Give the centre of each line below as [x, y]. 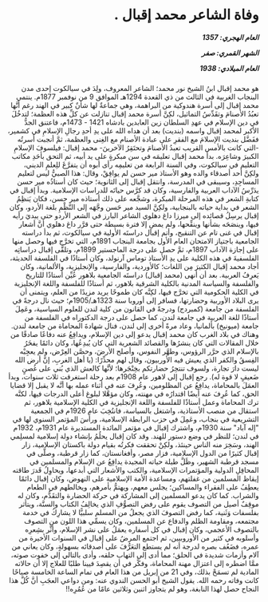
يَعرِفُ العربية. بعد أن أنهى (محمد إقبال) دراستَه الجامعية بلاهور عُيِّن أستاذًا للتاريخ [142, 275]
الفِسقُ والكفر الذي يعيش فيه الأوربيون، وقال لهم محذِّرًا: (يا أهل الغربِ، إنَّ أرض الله [137, 360]
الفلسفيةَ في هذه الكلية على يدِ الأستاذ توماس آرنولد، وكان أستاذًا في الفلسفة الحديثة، [134, 258]
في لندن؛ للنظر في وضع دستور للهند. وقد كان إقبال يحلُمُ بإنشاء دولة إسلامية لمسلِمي [134, 436]
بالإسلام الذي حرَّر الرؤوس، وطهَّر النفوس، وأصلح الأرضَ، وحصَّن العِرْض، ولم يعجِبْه [139, 351]
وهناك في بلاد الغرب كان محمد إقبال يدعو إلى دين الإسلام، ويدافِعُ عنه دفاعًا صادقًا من [134, 335]
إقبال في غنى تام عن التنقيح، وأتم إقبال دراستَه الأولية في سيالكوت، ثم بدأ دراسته [140, 232]
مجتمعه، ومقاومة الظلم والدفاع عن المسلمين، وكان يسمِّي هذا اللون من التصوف [142, 521]
